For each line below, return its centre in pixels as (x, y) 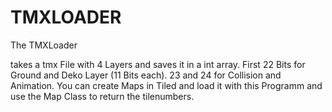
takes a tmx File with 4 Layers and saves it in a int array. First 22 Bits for (158, 64)
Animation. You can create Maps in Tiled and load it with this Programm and (166, 85)
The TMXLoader (44, 45)
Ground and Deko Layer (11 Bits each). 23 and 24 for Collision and (146, 75)
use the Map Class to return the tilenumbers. (102, 96)
